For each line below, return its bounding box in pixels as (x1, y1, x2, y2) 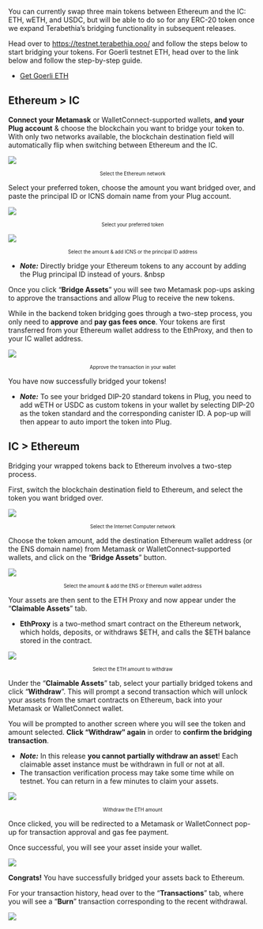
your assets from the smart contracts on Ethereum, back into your (8, 695, 223, 704)
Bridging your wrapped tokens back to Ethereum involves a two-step (8, 461, 232, 470)
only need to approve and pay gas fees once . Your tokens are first (8, 317, 226, 326)
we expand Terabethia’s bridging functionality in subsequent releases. (8, 24, 237, 32)
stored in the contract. (19, 635, 92, 645)
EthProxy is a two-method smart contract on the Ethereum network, (19, 619, 242, 628)
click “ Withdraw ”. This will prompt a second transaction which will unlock (8, 687, 248, 696)
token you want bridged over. (8, 493, 104, 502)
